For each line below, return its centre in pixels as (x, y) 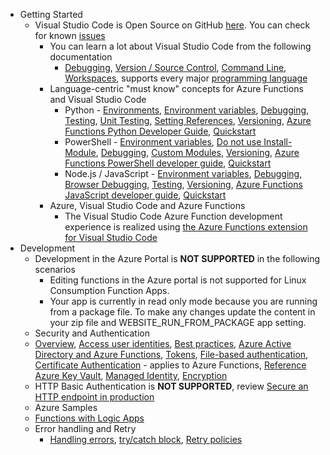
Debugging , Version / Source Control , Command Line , (175, 67)
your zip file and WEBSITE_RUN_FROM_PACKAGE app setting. (178, 322)
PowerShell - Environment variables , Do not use (163, 142)
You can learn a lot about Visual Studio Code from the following (180, 46)
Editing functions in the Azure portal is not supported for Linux (178, 280)
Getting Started (51, 14)
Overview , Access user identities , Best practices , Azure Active (163, 343)
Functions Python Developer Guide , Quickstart (160, 131)
